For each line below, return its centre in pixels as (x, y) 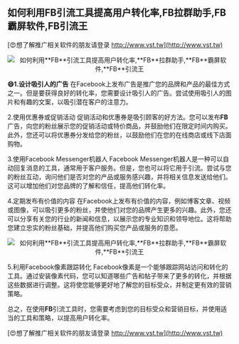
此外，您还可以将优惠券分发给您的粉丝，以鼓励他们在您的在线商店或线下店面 (119, 135)
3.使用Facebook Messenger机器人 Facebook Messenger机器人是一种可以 (115, 158)
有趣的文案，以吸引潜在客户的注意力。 (76, 101)
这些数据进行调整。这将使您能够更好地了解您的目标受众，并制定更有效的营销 (119, 285)
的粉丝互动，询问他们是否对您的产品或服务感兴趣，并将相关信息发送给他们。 (119, 176)
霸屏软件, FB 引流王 (48, 26)
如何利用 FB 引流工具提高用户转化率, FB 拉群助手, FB (117, 13)
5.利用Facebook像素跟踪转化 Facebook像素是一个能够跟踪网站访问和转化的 (118, 267)
